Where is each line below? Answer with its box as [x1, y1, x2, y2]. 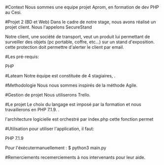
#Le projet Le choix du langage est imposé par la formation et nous [5, 101, 141, 107]
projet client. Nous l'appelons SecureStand [5, 24, 92, 30]
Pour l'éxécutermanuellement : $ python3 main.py [5, 145, 107, 151]
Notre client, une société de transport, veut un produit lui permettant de [5, 34, 150, 39]
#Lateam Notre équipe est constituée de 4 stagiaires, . [5, 73, 116, 78]
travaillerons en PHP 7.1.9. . [5, 107, 60, 112]
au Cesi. [5, 9, 22, 15]
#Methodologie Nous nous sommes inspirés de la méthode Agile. [5, 82, 138, 88]
